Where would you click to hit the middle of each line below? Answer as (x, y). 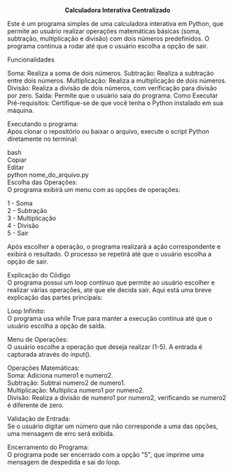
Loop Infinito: (26, 311)
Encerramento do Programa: (48, 447)
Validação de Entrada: (39, 419)
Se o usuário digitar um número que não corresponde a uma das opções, (113, 426)
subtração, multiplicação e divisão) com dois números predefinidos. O (108, 39)
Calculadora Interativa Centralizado (118, 10)
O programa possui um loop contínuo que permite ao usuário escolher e (111, 282)
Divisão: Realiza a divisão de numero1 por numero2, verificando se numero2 (117, 398)
